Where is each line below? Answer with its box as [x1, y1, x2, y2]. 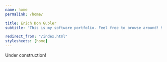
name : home [5, 7, 28, 12]
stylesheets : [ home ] [5, 39, 48, 44]
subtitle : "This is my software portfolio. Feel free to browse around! [5, 25, 159, 30]
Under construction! [5, 52, 46, 58]
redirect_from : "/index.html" [5, 34, 68, 39]
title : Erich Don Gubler [5, 21, 57, 26]
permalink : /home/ [5, 12, 43, 17]
